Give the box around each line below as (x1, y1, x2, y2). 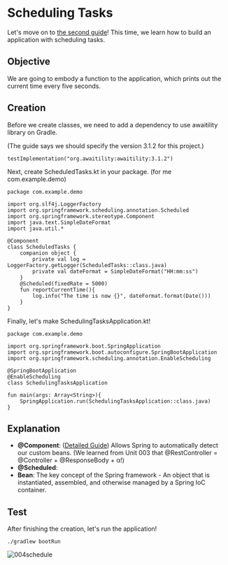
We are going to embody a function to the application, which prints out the (7, 74, 222, 83)
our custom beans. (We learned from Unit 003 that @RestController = (17, 449, 218, 457)
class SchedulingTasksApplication (7, 379, 108, 386)
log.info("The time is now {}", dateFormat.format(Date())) (32, 292, 211, 299)
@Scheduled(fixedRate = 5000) (20, 280, 108, 287)
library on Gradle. (7, 128, 58, 136)
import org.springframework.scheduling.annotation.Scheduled (7, 206, 190, 214)
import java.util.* (7, 225, 64, 232)
